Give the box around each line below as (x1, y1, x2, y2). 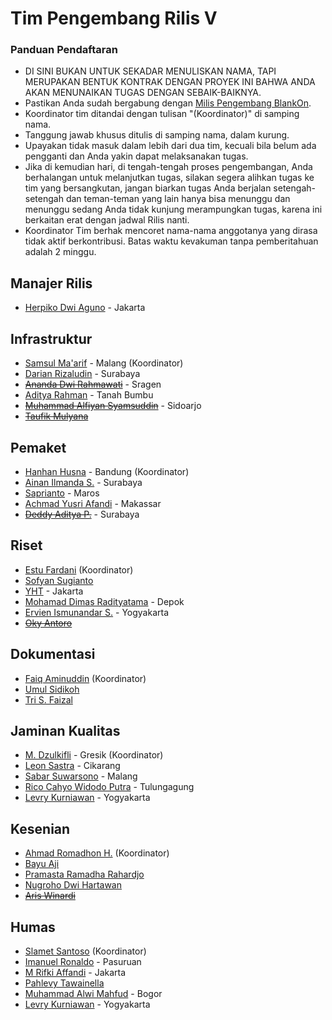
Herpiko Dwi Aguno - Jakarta (24, 302, 146, 314)
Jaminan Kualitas (10, 722, 121, 739)
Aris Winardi (24, 890, 76, 902)
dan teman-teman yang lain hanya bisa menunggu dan (65, 193, 291, 205)
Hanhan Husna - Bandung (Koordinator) (24, 465, 190, 477)
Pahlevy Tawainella (24, 977, 105, 989)
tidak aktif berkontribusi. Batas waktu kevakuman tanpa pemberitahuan (24, 235, 319, 247)
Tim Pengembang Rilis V (10, 7, 218, 30)
